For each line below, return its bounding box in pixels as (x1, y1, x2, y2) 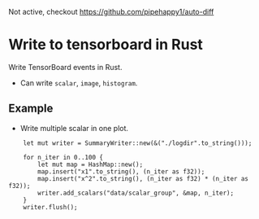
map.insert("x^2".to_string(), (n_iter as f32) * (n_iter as (37, 174, 249, 182)
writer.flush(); (23, 203, 79, 211)
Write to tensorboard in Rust (8, 36, 203, 54)
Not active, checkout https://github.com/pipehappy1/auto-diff (8, 7, 214, 16)
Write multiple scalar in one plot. (19, 123, 128, 133)
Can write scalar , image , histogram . (19, 77, 138, 88)
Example (8, 102, 54, 116)
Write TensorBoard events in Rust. (8, 62, 123, 72)
